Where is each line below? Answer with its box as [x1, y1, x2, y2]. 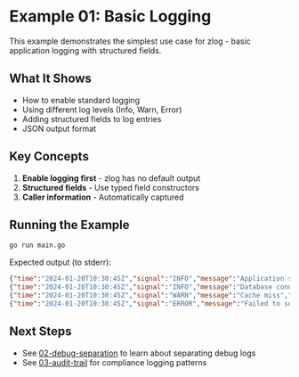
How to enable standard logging [21, 94, 141, 105]
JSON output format [21, 123, 96, 134]
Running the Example [9, 217, 131, 233]
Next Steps [9, 324, 72, 340]
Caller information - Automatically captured [21, 192, 184, 202]
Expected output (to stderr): [9, 257, 111, 268]
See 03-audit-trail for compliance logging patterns [21, 357, 207, 367]
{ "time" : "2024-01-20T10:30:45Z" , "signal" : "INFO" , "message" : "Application [9, 275, 285, 283]
